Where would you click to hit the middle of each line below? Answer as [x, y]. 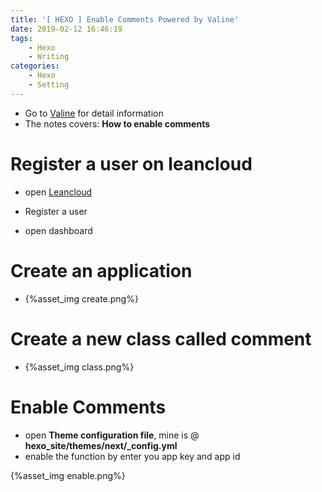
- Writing [49, 57]
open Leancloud [58, 192]
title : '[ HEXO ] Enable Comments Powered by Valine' [125, 19]
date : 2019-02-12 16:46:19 [66, 29]
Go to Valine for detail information [94, 113]
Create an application [101, 270]
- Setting [49, 85]
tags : [21, 38]
